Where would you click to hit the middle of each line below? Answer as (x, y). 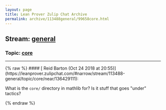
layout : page (19, 10)
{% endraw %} (20, 103)
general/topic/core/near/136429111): (42, 79)
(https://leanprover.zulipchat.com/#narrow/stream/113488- (65, 73)
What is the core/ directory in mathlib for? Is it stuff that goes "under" (76, 88)
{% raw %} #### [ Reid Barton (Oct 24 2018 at (53, 68)
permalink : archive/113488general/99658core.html (57, 19)
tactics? (13, 94)
